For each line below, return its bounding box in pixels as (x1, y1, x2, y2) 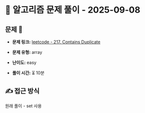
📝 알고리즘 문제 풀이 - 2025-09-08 (5, 4, 141, 16)
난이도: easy (12, 60, 37, 65)
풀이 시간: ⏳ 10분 (12, 70, 45, 76)
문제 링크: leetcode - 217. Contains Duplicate (12, 39, 101, 45)
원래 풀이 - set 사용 (5, 103, 42, 109)
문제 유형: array (12, 49, 42, 55)
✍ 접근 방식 (5, 87, 40, 95)
